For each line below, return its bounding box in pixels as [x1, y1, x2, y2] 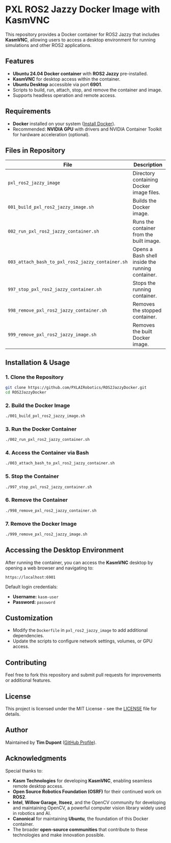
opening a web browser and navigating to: [5, 565, 94, 571]
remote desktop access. [12, 783, 64, 789]
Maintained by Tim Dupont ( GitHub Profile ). [5, 739, 97, 746]
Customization [5, 614, 53, 623]
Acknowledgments [5, 754, 67, 763]
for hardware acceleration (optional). [12, 131, 90, 137]
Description [133, 161, 163, 168]
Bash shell [132, 252, 158, 259]
